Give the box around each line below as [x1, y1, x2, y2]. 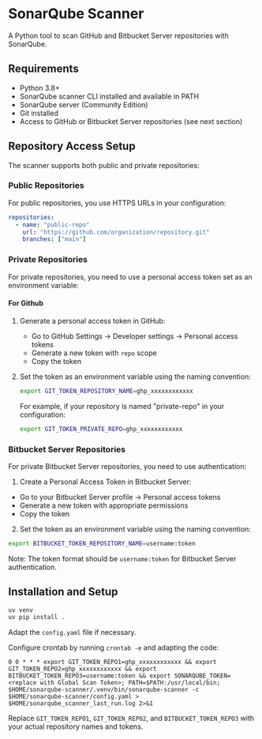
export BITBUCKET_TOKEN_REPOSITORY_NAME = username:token [8, 539, 196, 547]
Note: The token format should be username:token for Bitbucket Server [8, 553, 237, 563]
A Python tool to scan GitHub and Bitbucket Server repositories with [8, 31, 229, 40]
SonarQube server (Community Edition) [19, 99, 148, 109]
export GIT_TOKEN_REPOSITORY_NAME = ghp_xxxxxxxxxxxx [19, 387, 193, 395]
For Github [8, 298, 44, 308]
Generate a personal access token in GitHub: [19, 316, 166, 325]
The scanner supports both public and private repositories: [8, 160, 200, 170]
